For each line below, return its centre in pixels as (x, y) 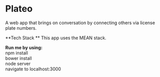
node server (18, 63)
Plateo (19, 9)
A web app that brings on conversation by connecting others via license (80, 23)
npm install (17, 53)
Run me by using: (24, 47)
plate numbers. (21, 28)
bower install (18, 58)
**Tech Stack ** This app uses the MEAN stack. (56, 38)
